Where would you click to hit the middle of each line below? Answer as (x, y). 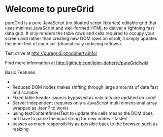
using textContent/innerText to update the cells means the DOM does (82, 113)
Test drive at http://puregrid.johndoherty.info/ (51, 53)
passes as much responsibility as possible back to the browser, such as (85, 124)
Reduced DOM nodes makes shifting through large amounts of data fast (85, 87)
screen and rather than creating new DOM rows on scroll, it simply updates (81, 38)
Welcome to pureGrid (50, 9)
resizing (20, 129)
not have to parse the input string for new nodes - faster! (70, 118)
